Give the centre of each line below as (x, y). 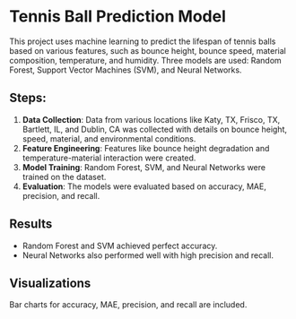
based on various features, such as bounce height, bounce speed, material (148, 50)
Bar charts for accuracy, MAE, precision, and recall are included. (128, 305)
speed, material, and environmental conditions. (109, 138)
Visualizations (50, 283)
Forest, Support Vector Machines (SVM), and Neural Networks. (126, 70)
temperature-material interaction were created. (109, 158)
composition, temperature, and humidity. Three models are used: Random (146, 60)
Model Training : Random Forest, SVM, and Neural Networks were (144, 167)
